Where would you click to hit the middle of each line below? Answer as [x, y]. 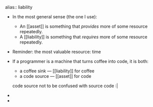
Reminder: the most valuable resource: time [57, 52]
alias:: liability [19, 7]
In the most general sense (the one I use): [55, 17]
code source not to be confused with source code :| [65, 86]
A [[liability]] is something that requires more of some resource [83, 37]
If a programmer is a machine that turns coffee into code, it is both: [80, 61]
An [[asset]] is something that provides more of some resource [84, 26]
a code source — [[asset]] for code [55, 76]
